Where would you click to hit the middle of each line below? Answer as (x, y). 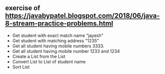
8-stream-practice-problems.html (59, 23)
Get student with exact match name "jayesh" (58, 35)
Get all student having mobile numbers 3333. (58, 46)
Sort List (21, 67)
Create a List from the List (39, 56)
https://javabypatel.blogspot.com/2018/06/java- (82, 16)
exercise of (23, 8)
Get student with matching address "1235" (55, 40)
